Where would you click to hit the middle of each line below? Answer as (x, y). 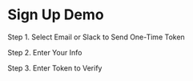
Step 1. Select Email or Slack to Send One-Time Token (96, 37)
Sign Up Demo (56, 15)
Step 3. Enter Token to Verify (55, 68)
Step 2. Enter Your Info (45, 52)
